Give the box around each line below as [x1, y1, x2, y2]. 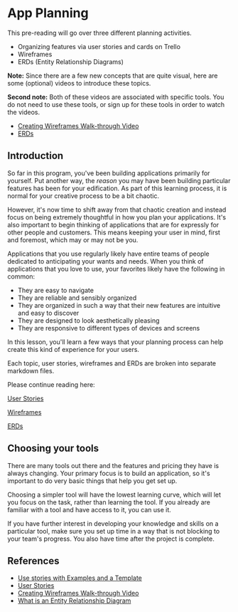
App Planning [7, 5, 89, 21]
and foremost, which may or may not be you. [7, 235, 139, 244]
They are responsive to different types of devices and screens [17, 323, 200, 332]
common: [7, 272, 36, 281]
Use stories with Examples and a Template [17, 574, 142, 582]
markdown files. [7, 366, 55, 375]
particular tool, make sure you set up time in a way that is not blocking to [7, 527, 220, 535]
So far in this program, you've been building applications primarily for [7, 169, 210, 177]
